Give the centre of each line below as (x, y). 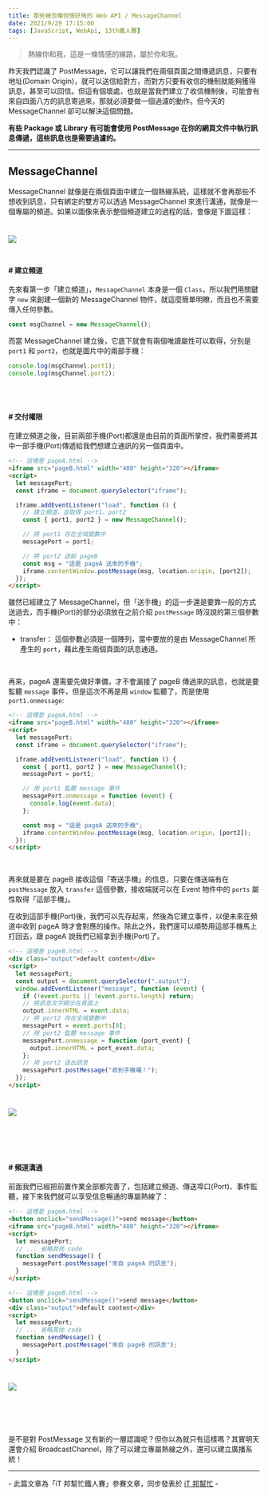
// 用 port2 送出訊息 (55, 1063)
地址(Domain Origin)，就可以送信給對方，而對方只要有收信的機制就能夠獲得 (132, 82)
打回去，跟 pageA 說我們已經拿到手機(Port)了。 (86, 937)
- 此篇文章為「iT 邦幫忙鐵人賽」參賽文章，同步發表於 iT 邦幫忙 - (114, 1483)
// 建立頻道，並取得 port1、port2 (74, 512)
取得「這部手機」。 (45, 899)
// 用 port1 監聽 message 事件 (72, 789)
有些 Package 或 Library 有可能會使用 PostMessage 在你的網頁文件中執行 (130, 128)
